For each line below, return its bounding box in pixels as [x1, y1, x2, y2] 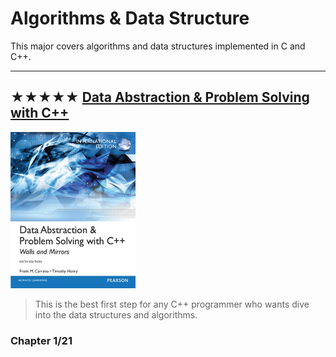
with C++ [10, 105, 70, 122]
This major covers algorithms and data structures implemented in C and [10, 40, 306, 52]
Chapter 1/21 [10, 333, 73, 347]
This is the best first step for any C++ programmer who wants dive [34, 298, 310, 310]
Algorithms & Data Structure [10, 7, 250, 30]
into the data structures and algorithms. [34, 308, 198, 321]
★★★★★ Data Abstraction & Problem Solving [10, 89, 310, 106]
